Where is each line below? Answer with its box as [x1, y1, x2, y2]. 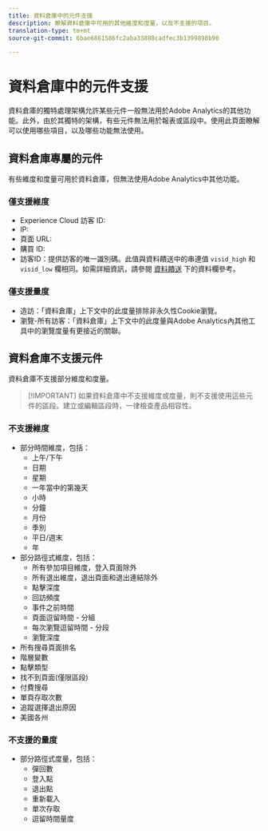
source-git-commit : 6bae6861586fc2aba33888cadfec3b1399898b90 [8, 34, 219, 42]
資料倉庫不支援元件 [8, 351, 103, 364]
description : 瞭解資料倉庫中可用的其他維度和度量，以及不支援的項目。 [8, 19, 215, 27]
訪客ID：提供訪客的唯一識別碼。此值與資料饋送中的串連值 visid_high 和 [19, 254, 256, 264]
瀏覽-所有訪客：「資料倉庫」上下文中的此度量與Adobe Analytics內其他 [19, 316, 249, 325]
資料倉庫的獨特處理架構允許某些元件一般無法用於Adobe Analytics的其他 [8, 105, 244, 116]
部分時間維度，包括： [19, 443, 90, 452]
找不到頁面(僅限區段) [19, 672, 89, 682]
